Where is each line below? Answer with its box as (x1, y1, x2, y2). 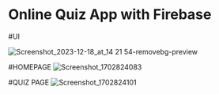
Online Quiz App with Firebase (8, 6, 212, 24)
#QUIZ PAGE (8, 77, 50, 87)
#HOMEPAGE (8, 62, 51, 72)
